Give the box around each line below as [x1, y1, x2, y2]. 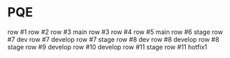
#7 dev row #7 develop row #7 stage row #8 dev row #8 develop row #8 [7, 35, 219, 43]
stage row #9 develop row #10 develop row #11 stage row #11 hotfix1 [7, 42, 208, 51]
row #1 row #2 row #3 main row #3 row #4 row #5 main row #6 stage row [7, 28, 223, 36]
